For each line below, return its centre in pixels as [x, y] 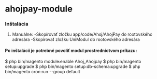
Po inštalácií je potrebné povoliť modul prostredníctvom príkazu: [71, 51]
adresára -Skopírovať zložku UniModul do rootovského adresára [76, 39]
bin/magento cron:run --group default [43, 71]
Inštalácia [17, 24]
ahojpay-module [39, 9]
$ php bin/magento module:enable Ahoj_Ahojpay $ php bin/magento [73, 61]
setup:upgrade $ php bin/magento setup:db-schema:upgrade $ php [73, 66]
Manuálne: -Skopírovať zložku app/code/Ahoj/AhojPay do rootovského [82, 34]
